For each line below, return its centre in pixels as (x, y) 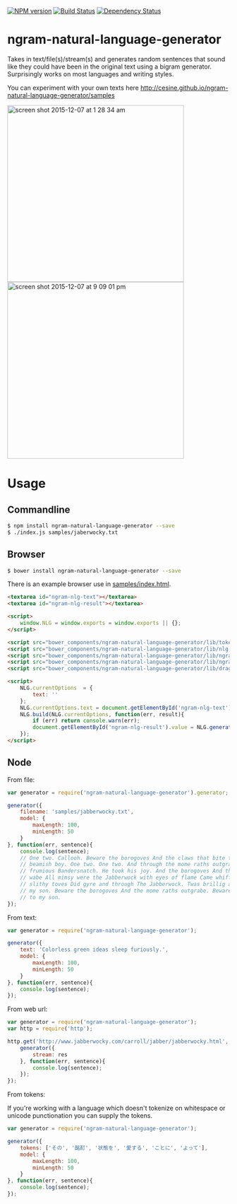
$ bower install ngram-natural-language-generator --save (94, 571)
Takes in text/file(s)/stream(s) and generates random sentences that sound (116, 59)
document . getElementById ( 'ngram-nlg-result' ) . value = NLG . (121, 727)
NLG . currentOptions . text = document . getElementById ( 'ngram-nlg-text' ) (126, 708)
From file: (21, 779)
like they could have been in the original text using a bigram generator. (110, 66)
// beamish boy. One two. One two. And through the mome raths (115, 865)
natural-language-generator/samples (61, 95)
